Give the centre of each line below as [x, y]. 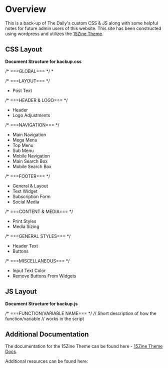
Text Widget [25, 191]
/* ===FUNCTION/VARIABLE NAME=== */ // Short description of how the [81, 313]
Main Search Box [30, 161]
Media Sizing [26, 226]
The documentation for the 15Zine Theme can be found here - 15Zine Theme [84, 346]
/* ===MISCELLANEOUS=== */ [37, 260]
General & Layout [30, 185]
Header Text [25, 245]
